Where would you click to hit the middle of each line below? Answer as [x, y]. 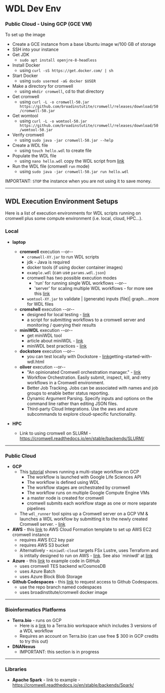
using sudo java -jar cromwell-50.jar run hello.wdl [74, 172]
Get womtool [25, 116]
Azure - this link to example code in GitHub [56, 561]
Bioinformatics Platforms [36, 610]
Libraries [16, 669]
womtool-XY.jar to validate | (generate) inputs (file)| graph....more [93, 298]
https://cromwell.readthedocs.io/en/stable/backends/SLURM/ [82, 438]
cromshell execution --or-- [47, 309]
